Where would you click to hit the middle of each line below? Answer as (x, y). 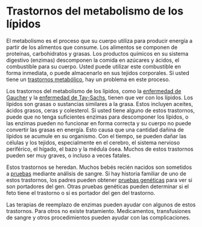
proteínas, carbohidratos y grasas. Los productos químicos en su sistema (97, 53)
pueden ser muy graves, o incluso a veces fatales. (69, 155)
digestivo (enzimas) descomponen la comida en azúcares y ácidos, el (93, 60)
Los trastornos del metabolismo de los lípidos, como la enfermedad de (94, 91)
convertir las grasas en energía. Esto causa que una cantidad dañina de (95, 130)
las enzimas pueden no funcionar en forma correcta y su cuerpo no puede (99, 123)
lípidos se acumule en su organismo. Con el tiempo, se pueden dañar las (96, 136)
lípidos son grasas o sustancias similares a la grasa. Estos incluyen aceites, (99, 104)
